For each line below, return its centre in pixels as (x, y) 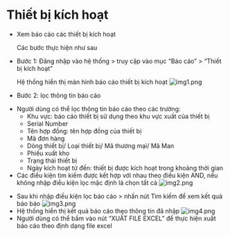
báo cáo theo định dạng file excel (64, 225)
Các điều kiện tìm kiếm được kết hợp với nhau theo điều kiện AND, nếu (117, 175)
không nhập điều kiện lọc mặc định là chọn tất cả (87, 182)
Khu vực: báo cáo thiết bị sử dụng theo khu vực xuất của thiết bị (118, 116)
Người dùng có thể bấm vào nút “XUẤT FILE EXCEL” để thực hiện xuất (116, 218)
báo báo (28, 203)
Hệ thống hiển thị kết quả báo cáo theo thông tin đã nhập (98, 211)
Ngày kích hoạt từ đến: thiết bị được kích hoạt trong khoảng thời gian (125, 167)
